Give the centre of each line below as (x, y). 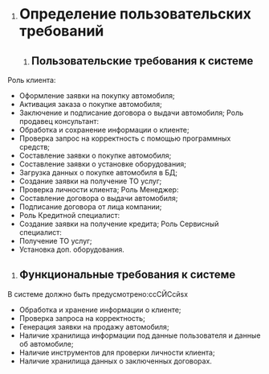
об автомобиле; (46, 343)
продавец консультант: (59, 121)
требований (61, 31)
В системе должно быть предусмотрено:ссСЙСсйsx (98, 294)
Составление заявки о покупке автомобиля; (95, 155)
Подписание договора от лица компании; (90, 207)
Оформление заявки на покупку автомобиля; (97, 96)
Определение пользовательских (135, 14)
